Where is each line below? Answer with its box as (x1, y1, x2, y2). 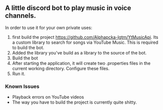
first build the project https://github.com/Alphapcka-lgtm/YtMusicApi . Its (12, 34, 159, 40)
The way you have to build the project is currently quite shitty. (12, 99, 137, 105)
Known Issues (5, 83, 40, 90)
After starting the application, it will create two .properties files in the (12, 60, 151, 66)
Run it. (12, 71, 25, 77)
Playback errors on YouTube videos (12, 94, 84, 100)
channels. (5, 12, 36, 20)
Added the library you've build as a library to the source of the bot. (12, 50, 147, 55)
